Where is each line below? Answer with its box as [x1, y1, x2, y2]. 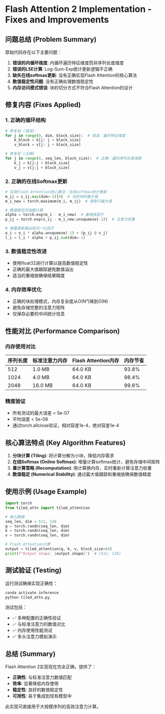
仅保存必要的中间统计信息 [12, 311, 65, 317]
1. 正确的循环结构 [5, 117, 46, 124]
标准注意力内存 [32, 357, 68, 364]
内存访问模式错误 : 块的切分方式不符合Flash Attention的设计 [12, 85, 133, 91]
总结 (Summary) [5, 649, 56, 658]
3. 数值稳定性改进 [5, 248, 47, 255]
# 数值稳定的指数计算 [5, 207, 43, 212]
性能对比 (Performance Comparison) [5, 327, 120, 335]
